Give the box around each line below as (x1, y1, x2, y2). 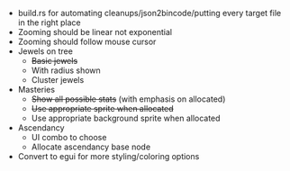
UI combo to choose (31, 132, 107, 142)
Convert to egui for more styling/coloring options (17, 151, 200, 161)
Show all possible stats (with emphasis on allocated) (31, 94, 226, 104)
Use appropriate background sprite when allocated (31, 112, 221, 123)
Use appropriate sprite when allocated (31, 103, 174, 113)
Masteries (17, 85, 56, 94)
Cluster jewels (31, 75, 85, 85)
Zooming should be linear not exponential (17, 27, 173, 37)
